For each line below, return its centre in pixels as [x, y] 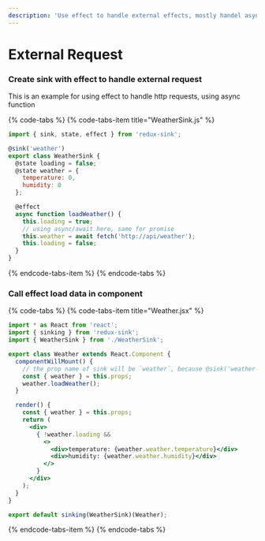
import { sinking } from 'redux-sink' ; [74, 333]
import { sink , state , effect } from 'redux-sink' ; [95, 135]
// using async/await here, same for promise [99, 229]
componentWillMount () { [54, 361]
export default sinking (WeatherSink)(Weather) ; [88, 515]
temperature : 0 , [49, 178]
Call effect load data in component [76, 294]
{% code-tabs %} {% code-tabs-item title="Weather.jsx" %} [106, 311]
